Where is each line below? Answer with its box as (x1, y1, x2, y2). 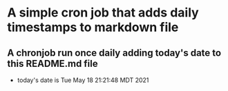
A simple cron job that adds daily (7, 5, 199, 21)
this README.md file (7, 57, 98, 70)
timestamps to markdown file (7, 19, 179, 35)
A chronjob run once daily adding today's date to (7, 47, 222, 59)
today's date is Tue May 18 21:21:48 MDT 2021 (17, 76, 149, 84)
